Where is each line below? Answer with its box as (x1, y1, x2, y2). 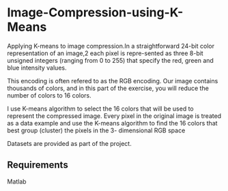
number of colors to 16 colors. (7, 91, 92, 100)
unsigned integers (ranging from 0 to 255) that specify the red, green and (7, 56, 214, 64)
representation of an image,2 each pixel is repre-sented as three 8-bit (7, 49, 203, 57)
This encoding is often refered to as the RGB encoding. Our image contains (7, 76, 218, 85)
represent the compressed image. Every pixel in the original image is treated (7, 111, 222, 120)
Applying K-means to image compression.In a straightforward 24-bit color (7, 42, 215, 50)
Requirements (7, 159, 68, 171)
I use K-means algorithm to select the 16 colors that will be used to (7, 104, 195, 113)
